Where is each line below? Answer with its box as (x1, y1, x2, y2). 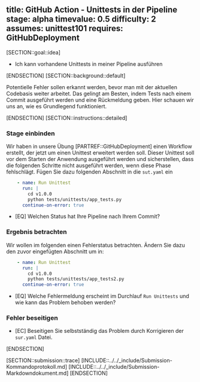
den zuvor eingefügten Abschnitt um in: (6, 248, 104, 255)
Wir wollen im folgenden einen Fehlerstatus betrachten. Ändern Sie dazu (6, 241, 186, 248)
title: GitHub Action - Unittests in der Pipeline (6, 5, 178, 15)
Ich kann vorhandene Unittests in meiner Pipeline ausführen (14, 60, 163, 68)
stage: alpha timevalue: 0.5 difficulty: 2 (6, 14, 156, 25)
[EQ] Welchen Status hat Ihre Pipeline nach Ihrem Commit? (14, 213, 160, 220)
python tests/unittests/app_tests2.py (28, 276, 125, 282)
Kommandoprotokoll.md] (6, 363, 68, 371)
